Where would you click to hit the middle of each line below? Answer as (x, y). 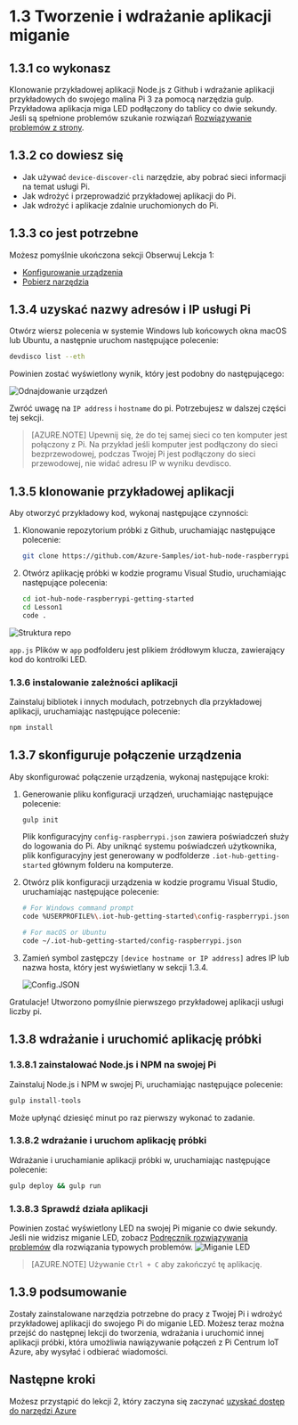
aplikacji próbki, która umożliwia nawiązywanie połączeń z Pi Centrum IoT (145, 1342)
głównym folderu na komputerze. (113, 865)
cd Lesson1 (42, 607)
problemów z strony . (47, 127)
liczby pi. (26, 1011)
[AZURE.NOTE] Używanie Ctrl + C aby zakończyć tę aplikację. (146, 1265)
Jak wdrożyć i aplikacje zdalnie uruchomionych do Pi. (120, 205)
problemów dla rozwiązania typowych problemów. (101, 1247)
